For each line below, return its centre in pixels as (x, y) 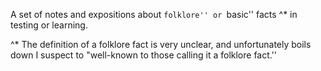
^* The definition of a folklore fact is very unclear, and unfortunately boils (161, 44)
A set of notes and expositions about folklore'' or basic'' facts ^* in (154, 14)
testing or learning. (49, 25)
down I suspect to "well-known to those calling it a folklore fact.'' (144, 55)
